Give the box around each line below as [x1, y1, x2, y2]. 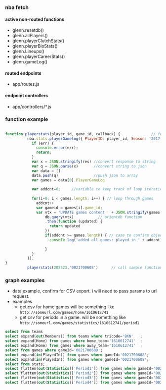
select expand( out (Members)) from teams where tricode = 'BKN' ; [5, 334, 142, 339]
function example [5, 116, 48, 123]
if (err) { [31, 141, 54, 146]
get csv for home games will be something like [19, 304, 115, 310]
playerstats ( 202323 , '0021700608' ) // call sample [27, 265, 142, 270]
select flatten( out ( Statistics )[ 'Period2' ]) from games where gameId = [5, 371, 154, 376]
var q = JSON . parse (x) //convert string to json [31, 164, 147, 168]
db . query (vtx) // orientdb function [44, 215, 142, 220]
